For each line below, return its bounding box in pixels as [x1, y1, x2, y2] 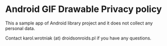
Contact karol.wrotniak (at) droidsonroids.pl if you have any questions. [5, 35, 151, 41]
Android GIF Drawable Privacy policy [5, 3, 162, 15]
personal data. [5, 25, 35, 31]
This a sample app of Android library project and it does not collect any [5, 20, 153, 26]
